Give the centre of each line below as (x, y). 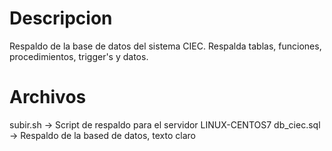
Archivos (48, 97)
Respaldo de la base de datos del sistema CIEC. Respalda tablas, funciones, (165, 46)
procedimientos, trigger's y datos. (79, 56)
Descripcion (61, 18)
